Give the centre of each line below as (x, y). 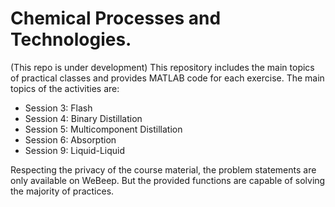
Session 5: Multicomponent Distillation (103, 129)
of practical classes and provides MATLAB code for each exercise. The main (167, 78)
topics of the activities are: (65, 88)
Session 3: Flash (58, 108)
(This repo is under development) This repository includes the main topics (162, 67)
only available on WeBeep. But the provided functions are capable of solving (168, 180)
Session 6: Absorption (70, 139)
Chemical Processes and (116, 18)
